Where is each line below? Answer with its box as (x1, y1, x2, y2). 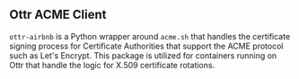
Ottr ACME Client (9, 7, 107, 22)
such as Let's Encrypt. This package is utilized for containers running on (9, 49, 277, 61)
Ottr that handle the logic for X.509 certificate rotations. (9, 59, 215, 70)
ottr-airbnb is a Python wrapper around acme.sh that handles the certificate (9, 31, 291, 41)
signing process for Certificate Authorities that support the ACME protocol (9, 40, 284, 51)
